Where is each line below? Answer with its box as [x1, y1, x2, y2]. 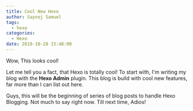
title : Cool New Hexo [6, 8, 59, 15]
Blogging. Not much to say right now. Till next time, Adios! [6, 98, 146, 105]
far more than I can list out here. [6, 81, 84, 88]
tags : [6, 19, 19, 25]
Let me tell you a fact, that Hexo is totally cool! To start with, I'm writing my [6, 68, 187, 75]
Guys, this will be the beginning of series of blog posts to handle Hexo [6, 92, 176, 99]
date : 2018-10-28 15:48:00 [6, 41, 72, 47]
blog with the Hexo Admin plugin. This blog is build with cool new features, [6, 74, 188, 82]
